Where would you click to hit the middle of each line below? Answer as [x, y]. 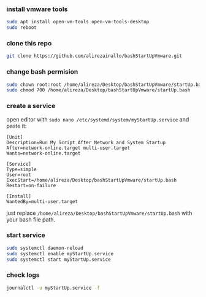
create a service [31, 106]
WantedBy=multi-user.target [42, 201]
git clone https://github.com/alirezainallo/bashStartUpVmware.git [94, 56]
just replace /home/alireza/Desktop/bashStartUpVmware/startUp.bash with [99, 213]
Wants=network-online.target [44, 153]
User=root [19, 175]
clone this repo [29, 43]
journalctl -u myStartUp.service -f [53, 288]
